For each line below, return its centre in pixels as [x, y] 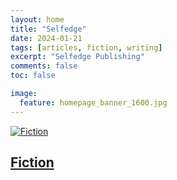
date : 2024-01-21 [46, 38]
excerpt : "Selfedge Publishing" [77, 57]
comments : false [44, 66]
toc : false [33, 76]
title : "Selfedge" [48, 29]
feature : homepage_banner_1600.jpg [93, 102]
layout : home [37, 19]
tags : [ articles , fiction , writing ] [86, 47]
